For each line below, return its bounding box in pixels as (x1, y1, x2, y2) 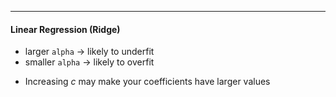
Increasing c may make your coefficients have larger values (24, 76, 271, 88)
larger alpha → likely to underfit (24, 46, 155, 58)
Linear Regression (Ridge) (10, 23, 121, 35)
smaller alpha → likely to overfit (24, 56, 155, 68)
